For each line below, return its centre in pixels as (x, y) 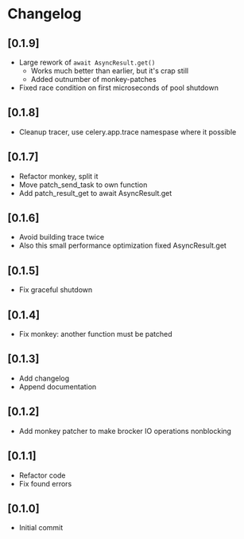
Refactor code (42, 475)
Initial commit (41, 528)
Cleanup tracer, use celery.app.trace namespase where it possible (128, 131)
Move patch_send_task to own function (83, 185)
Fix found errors (45, 483)
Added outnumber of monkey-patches (93, 79)
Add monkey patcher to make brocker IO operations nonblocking (125, 431)
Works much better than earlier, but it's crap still (109, 71)
